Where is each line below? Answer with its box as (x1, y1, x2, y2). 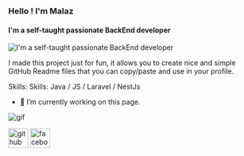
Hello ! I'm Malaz (8, 6, 74, 17)
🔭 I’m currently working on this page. (19, 97, 141, 107)
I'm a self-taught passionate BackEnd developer (8, 25, 171, 35)
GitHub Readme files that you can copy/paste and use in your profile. (8, 67, 234, 76)
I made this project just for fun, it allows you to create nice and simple (8, 58, 236, 68)
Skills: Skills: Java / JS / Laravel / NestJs (8, 82, 141, 92)
